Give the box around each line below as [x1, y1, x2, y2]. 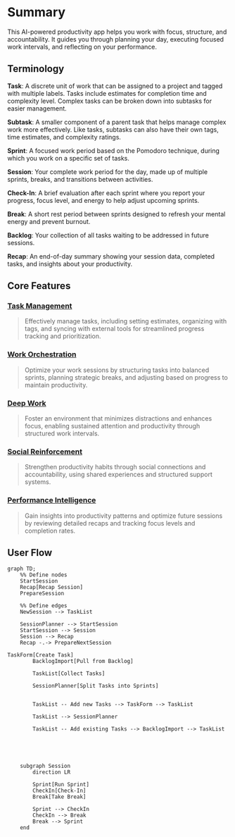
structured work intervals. [24, 429, 100, 438]
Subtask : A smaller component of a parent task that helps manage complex [7, 118, 227, 126]
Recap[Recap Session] [20, 584, 83, 591]
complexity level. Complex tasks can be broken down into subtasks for [7, 97, 212, 105]
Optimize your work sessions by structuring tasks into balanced [24, 366, 210, 374]
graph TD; [7, 565, 37, 573]
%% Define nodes [20, 571, 68, 578]
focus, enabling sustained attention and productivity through [24, 422, 201, 430]
